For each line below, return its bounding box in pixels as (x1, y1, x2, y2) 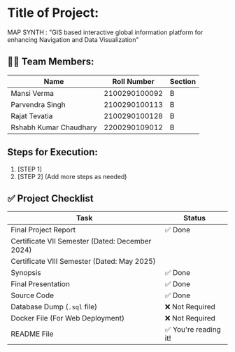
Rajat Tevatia (10, 111, 53, 120)
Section (169, 76, 197, 86)
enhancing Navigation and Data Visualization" (7, 35, 139, 43)
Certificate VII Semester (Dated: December (10, 237, 152, 246)
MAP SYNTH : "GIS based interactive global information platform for (7, 28, 204, 36)
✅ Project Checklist (7, 192, 94, 204)
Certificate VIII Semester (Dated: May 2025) (10, 257, 156, 267)
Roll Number (112, 76, 155, 86)
